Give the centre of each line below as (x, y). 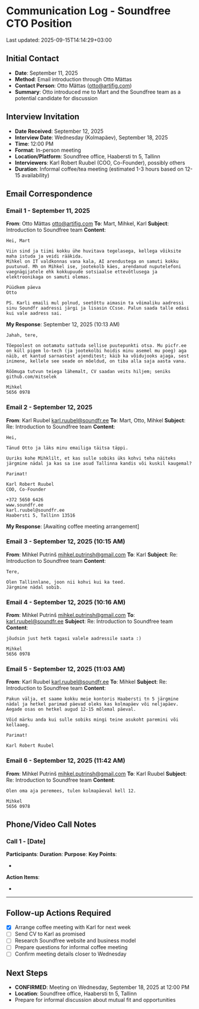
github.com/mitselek (32, 377)
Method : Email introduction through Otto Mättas (73, 79)
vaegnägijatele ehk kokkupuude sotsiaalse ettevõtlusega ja (82, 272)
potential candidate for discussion (56, 98)
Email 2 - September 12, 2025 (49, 408)
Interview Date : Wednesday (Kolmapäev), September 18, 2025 (91, 137)
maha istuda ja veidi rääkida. (45, 256)
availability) (36, 175)
